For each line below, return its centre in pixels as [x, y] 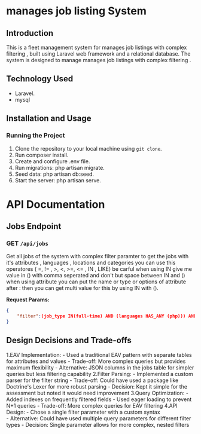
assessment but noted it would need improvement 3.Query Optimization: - [97, 393]
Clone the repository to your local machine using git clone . [89, 148]
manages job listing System [76, 11]
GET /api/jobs [28, 243]
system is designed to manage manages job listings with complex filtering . [99, 60]
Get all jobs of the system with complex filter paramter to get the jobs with [98, 256]
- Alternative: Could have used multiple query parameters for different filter [99, 418]
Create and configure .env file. [52, 161]
